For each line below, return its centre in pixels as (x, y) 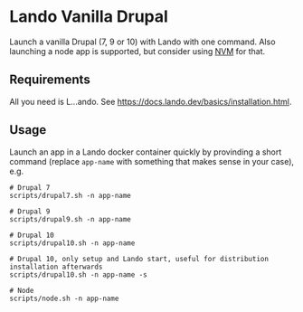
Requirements (50, 80)
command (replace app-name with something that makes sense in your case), (152, 161)
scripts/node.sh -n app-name (64, 298)
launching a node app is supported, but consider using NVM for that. (137, 51)
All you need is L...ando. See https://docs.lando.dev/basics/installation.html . (151, 101)
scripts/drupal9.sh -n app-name (70, 219)
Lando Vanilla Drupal (89, 17)
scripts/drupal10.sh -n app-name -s (78, 274)
